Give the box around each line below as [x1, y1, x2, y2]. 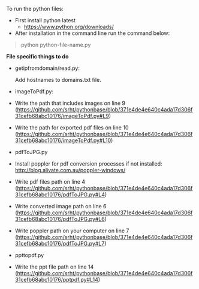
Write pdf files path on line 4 [14, 178, 86, 185]
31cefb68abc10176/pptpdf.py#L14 [14, 276, 99, 283]
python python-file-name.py [20, 42, 91, 48]
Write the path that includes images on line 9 [14, 99, 126, 107]
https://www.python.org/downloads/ [23, 23, 114, 30]
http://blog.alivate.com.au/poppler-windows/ [14, 167, 126, 173]
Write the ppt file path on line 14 [14, 263, 94, 270]
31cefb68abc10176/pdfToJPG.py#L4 [14, 191, 105, 198]
